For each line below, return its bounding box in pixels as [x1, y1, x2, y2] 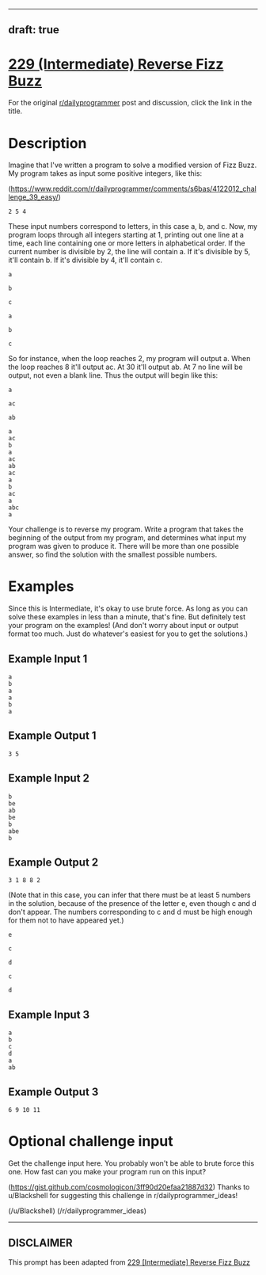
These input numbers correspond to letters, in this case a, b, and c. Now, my [8, 222, 258, 231]
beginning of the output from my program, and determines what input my [8, 533, 247, 542]
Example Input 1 [8, 652, 88, 665]
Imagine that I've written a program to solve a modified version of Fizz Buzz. [8, 160, 257, 170]
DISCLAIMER [8, 1236, 73, 1250]
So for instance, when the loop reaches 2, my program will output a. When [8, 354, 251, 363]
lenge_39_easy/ [8, 192, 59, 202]
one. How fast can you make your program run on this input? [8, 1167, 207, 1177]
